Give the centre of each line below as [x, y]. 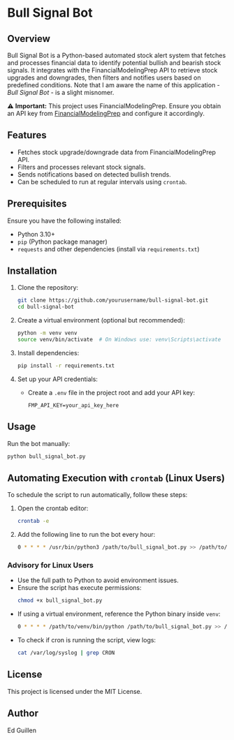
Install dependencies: [48, 353]
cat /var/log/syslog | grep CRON [66, 653]
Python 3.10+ [36, 234]
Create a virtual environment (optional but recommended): [101, 320]
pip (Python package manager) [62, 242]
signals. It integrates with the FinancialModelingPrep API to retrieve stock [112, 70]
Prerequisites [37, 204]
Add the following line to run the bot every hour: [86, 535]
